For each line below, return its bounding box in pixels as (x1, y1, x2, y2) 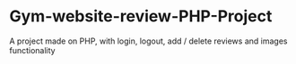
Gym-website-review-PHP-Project (9, 6, 273, 27)
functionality (9, 44, 56, 55)
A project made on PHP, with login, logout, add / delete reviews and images (9, 36, 288, 46)
